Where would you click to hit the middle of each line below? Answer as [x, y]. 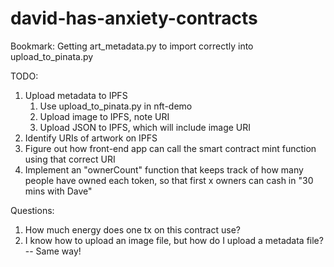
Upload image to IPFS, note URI [104, 116]
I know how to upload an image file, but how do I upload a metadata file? [174, 240]
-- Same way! [53, 251]
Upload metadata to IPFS [76, 95]
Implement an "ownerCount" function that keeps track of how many [164, 169]
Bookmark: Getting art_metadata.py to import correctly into [132, 46]
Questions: [32, 210]
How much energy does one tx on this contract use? [132, 229]
